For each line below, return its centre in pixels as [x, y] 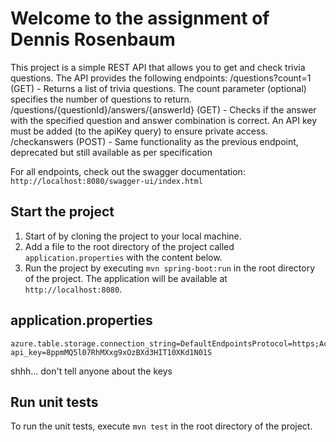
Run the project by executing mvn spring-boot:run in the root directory [170, 268]
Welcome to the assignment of [140, 18]
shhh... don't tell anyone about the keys [91, 371]
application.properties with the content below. [123, 257]
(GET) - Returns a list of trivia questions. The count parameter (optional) [158, 88]
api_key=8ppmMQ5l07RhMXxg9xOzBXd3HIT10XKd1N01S [111, 352]
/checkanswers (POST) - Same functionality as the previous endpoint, [154, 141]
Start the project [62, 212]
